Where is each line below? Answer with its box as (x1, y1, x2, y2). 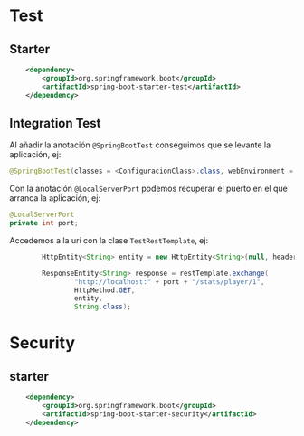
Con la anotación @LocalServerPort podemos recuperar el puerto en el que (9, 183, 288, 194)
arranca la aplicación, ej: (9, 193, 101, 204)
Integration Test (9, 115, 101, 131)
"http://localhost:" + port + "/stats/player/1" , (73, 277, 265, 286)
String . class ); (73, 302, 131, 312)
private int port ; (9, 219, 79, 228)
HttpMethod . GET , (73, 286, 136, 295)
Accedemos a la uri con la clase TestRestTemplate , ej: (9, 234, 209, 245)
